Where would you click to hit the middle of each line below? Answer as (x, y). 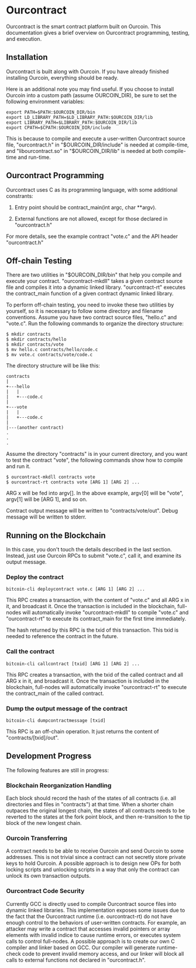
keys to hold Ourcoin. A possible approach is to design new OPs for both (94, 863)
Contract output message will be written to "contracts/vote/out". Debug (92, 511)
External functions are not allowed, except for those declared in (91, 219)
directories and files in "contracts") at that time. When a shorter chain (90, 805)
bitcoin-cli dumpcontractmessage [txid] (56, 721)
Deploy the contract (35, 577)
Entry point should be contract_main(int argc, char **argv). (85, 207)
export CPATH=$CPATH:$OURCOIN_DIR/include (59, 127)
